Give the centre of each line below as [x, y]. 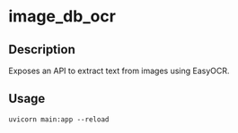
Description [42, 50]
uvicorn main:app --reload [59, 119]
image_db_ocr [62, 17]
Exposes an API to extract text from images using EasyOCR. [119, 71]
